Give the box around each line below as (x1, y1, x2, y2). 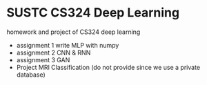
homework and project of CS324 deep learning (6, 28, 141, 36)
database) (16, 70, 46, 79)
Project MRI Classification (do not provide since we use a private (16, 63, 201, 71)
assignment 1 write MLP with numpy (16, 41, 119, 49)
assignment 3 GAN (16, 55, 70, 64)
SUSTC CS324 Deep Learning (6, 5, 180, 21)
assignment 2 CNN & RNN (16, 48, 91, 57)
